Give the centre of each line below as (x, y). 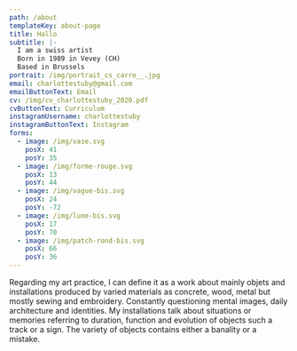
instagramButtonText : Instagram (69, 125)
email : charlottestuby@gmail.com (71, 84)
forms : (21, 133)
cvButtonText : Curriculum (57, 108)
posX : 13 (41, 174)
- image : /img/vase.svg (61, 141)
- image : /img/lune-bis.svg (69, 215)
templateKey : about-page (55, 26)
